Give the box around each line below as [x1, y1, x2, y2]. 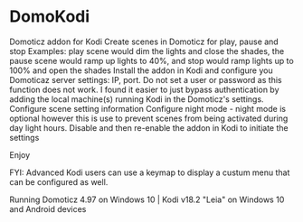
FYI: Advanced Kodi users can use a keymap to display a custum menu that [9, 167, 290, 178]
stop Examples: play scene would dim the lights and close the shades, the [9, 45, 285, 56]
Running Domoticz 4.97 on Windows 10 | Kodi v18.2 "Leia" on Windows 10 [9, 194, 285, 205]
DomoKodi [9, 6, 90, 27]
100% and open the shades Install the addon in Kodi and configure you [9, 65, 273, 76]
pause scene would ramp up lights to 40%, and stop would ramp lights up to [9, 55, 294, 66]
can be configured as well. [9, 176, 109, 187]
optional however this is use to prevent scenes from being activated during [9, 113, 289, 124]
